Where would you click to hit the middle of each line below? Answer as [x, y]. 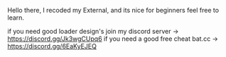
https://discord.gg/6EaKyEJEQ [52, 46]
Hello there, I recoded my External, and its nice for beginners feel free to [113, 10]
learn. [16, 18]
